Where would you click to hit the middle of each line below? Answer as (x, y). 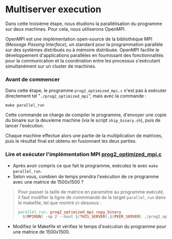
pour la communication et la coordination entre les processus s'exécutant (83, 60)
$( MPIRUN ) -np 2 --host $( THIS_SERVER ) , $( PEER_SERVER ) (82, 217)
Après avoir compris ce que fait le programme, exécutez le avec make (85, 165)
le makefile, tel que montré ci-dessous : (59, 203)
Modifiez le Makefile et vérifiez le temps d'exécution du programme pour (89, 227)
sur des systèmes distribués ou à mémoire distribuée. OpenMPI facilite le (82, 50)
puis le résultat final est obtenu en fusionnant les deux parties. (71, 141)
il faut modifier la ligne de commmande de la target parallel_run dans (92, 197)
